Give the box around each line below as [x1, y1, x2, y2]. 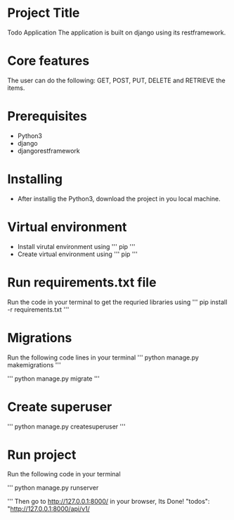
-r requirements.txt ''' [7, 305, 70, 314]
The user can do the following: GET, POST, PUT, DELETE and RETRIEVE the [7, 76, 226, 84]
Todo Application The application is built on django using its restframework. [7, 28, 226, 37]
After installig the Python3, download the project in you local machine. [17, 194, 221, 203]
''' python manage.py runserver [7, 483, 99, 492]
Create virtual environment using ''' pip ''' [17, 250, 138, 258]
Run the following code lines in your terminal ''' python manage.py [7, 353, 199, 362]
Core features [7, 53, 90, 69]
